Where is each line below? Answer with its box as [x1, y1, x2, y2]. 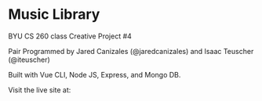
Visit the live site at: [8, 85, 71, 95]
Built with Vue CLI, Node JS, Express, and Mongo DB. [8, 70, 181, 79]
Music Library [8, 5, 100, 23]
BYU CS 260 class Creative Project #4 [8, 31, 132, 41]
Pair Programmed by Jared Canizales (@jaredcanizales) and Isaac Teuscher [8, 46, 254, 56]
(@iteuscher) [8, 55, 51, 64]
